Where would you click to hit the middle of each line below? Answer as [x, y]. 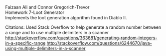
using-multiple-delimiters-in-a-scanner [45, 48]
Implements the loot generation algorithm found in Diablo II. [66, 18]
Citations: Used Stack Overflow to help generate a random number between [83, 27]
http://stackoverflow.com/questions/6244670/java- [99, 43]
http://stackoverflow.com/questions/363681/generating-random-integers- [81, 38]
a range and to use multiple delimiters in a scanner [57, 32]
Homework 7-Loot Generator [35, 12]
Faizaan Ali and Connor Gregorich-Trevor [47, 7]
